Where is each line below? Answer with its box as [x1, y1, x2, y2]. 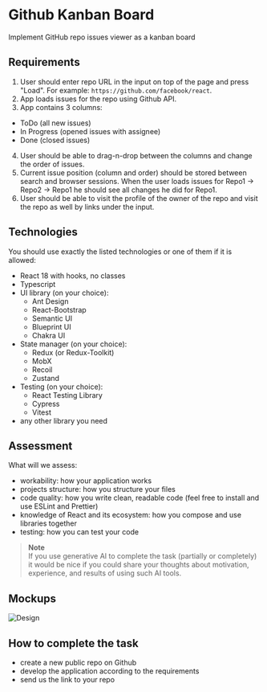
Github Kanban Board [8, 6, 155, 24]
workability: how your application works [19, 476, 152, 485]
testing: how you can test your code [19, 527, 139, 537]
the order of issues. [19, 159, 85, 169]
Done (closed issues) [19, 135, 91, 145]
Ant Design [31, 296, 69, 306]
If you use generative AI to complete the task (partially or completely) [27, 551, 257, 561]
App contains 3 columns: [19, 102, 103, 112]
